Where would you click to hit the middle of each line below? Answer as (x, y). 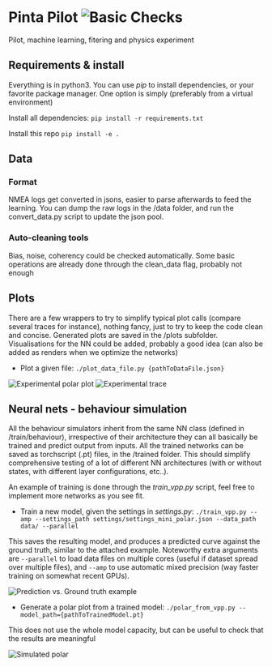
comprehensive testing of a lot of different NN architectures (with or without (135, 463)
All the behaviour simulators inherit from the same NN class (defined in (126, 429)
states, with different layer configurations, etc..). (89, 472)
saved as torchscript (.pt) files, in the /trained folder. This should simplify (130, 455)
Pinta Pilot (43, 17)
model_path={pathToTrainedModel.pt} (82, 615)
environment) (31, 102)
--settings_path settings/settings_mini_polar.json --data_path (146, 519)
